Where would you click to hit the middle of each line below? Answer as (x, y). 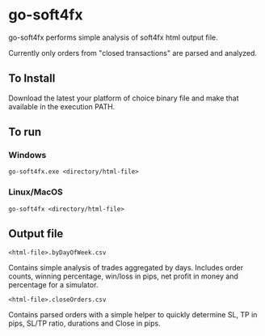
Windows (27, 155)
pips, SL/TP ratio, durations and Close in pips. (84, 323)
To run (25, 132)
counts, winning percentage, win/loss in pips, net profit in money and (123, 276)
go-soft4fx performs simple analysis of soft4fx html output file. (113, 37)
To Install (32, 79)
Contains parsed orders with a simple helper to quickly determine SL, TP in (133, 314)
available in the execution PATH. (62, 106)
